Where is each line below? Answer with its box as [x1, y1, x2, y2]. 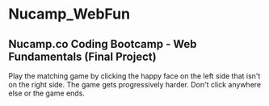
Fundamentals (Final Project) [8, 49, 157, 63]
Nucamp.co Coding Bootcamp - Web [8, 37, 197, 51]
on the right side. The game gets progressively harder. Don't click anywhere [8, 80, 262, 89]
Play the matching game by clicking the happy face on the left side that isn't [8, 71, 261, 81]
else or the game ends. [8, 88, 85, 98]
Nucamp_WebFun [8, 5, 131, 23]
